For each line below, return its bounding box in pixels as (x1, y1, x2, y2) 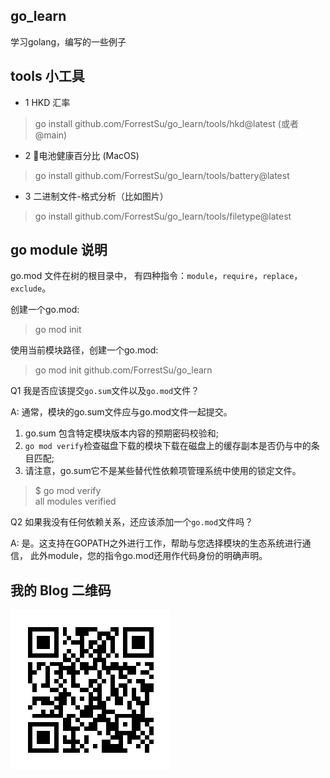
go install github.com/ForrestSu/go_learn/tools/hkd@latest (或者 (34, 117, 299, 129)
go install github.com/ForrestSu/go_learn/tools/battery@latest (34, 169, 290, 181)
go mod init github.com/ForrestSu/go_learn (34, 364, 213, 376)
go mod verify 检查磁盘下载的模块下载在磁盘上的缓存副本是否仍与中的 (24, 440, 312, 452)
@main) (34, 129, 68, 141)
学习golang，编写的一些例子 (10, 35, 127, 48)
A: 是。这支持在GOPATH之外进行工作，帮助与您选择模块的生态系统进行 (10, 537, 303, 549)
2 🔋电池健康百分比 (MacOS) (24, 149, 140, 161)
